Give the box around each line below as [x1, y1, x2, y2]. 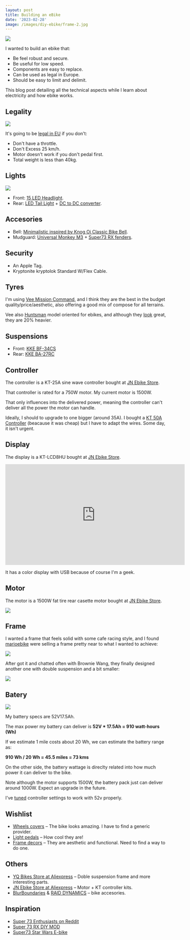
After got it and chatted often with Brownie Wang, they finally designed [5, 660, 155, 667]
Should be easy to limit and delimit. [12, 77, 87, 83]
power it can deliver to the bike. [5, 770, 72, 776]
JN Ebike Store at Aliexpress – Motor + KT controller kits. [12, 884, 133, 890]
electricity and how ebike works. [5, 93, 74, 99]
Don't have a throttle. [12, 140, 57, 146]
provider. [12, 829, 32, 835]
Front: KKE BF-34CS [12, 346, 56, 352]
